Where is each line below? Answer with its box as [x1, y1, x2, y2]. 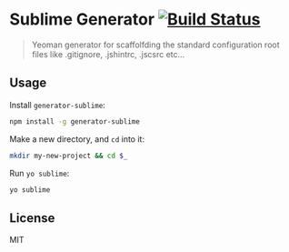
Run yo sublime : [9, 167, 70, 178]
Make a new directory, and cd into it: [9, 133, 145, 145]
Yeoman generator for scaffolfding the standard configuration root [31, 39, 280, 50]
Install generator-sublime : [9, 99, 106, 110]
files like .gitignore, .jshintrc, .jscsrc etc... [31, 48, 185, 59]
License [9, 210, 55, 226]
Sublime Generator [9, 9, 155, 30]
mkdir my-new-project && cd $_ [9, 151, 128, 160]
